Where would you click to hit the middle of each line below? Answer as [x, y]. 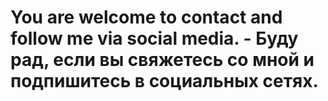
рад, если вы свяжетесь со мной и [162, 60]
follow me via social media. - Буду [154, 38]
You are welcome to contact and [146, 17]
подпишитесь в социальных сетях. [164, 81]
